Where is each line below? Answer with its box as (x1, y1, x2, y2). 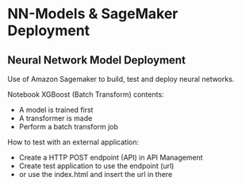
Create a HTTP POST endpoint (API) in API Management (18, 152, 203, 162)
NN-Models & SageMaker (7, 5, 179, 23)
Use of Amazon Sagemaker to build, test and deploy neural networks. (7, 75, 235, 83)
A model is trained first (18, 105, 94, 114)
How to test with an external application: (7, 137, 140, 147)
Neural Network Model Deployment (7, 53, 186, 67)
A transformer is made (18, 114, 93, 123)
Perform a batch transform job (18, 122, 118, 131)
